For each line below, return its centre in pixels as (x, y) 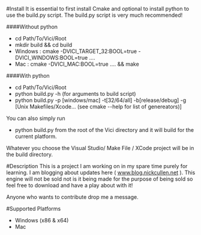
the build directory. (29, 154)
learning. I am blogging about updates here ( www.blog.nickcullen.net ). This (101, 172)
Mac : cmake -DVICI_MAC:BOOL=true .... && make (77, 64)
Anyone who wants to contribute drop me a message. (73, 197)
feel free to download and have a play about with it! (70, 185)
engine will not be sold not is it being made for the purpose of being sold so (100, 179)
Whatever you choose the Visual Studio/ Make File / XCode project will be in (100, 148)
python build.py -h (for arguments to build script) (75, 94)
